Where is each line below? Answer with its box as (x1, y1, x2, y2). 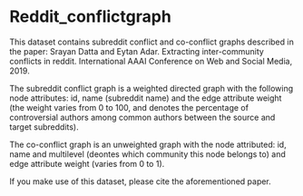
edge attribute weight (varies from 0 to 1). (9, 158, 165, 169)
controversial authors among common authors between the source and (9, 112, 276, 122)
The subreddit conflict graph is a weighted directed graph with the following (9, 83, 293, 93)
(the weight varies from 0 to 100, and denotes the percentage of (9, 102, 249, 113)
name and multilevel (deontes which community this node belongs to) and (9, 148, 286, 160)
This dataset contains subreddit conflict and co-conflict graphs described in (9, 36, 295, 47)
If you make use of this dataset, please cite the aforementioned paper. (9, 175, 272, 187)
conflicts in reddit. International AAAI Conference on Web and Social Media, (9, 55, 293, 66)
